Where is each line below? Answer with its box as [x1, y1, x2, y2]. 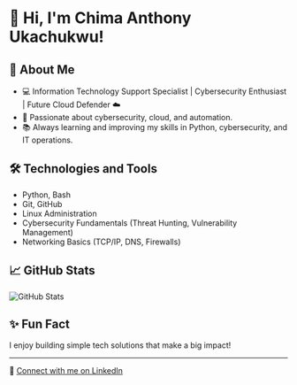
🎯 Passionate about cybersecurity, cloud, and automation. [21, 112, 232, 122]
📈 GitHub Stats [9, 263, 95, 278]
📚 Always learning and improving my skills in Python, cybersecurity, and [21, 122, 288, 132]
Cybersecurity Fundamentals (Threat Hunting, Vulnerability [21, 217, 238, 228]
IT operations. [21, 135, 73, 145]
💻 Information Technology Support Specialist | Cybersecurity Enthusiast [21, 86, 287, 96]
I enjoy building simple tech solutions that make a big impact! [9, 340, 232, 350]
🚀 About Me [9, 62, 75, 77]
